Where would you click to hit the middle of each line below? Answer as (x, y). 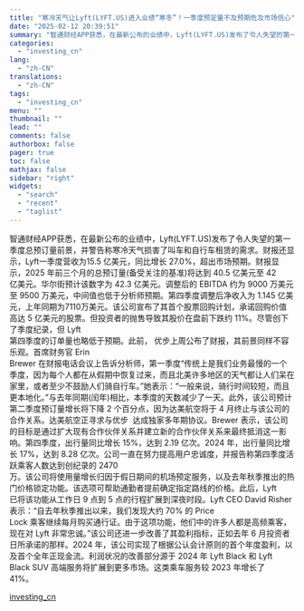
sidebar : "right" (42, 178)
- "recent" (38, 204)
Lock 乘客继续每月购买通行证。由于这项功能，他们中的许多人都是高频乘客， (150, 521)
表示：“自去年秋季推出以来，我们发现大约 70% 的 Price (112, 510)
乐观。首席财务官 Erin (50, 352)
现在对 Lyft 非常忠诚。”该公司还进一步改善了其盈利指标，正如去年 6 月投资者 (150, 533)
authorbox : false (42, 144)
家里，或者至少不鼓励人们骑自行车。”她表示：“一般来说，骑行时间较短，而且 (150, 385)
